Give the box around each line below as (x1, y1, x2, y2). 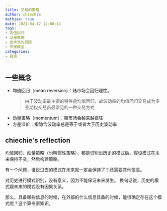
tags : (5, 26, 16, 31)
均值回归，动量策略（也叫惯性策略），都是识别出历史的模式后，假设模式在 (5, 150, 156, 156)
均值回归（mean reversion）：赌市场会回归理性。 (12, 88, 112, 94)
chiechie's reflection (5, 136, 71, 145)
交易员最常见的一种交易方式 (38, 104, 95, 110)
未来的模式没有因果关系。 (13, 184, 66, 190)
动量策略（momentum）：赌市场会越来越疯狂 (12, 115, 103, 121)
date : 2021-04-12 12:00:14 (5, 21, 61, 26)
